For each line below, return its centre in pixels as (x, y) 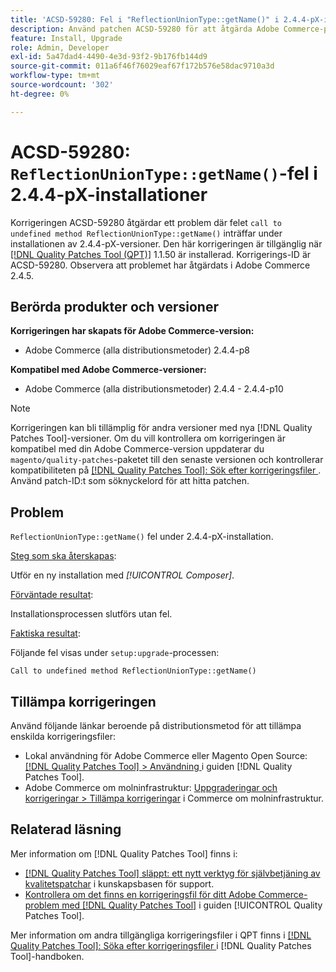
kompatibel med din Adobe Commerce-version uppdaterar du (137, 449)
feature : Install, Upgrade (66, 38)
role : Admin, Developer (60, 47)
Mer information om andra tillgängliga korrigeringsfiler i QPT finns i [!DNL (161, 935)
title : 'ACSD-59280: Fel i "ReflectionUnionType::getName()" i (145, 19)
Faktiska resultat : (45, 633)
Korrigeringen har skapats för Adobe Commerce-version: (132, 331)
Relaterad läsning (66, 829)
